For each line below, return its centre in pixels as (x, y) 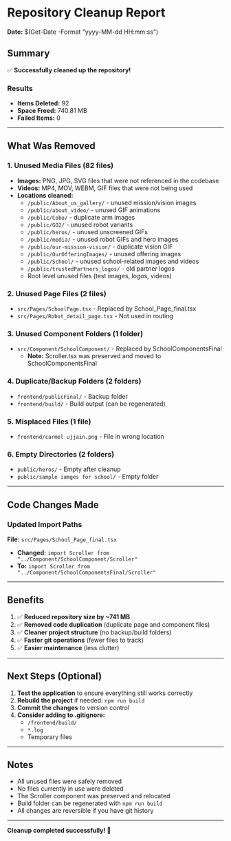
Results (20, 88)
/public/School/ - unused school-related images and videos (113, 261)
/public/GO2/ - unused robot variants (80, 225)
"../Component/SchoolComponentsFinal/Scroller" (86, 572)
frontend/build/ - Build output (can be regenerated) (91, 404)
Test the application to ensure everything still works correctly (105, 693)
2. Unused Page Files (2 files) (57, 293)
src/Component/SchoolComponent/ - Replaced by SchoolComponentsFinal (119, 349)
